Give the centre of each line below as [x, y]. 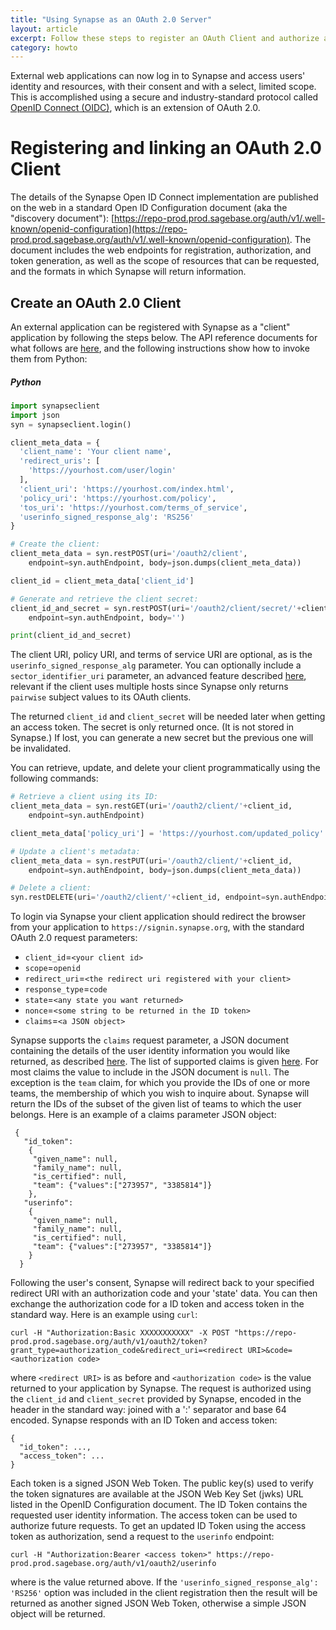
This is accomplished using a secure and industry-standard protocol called [164, 97]
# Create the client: [55, 544]
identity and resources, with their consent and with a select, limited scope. [163, 87]
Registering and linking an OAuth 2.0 [166, 148]
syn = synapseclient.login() [71, 424]
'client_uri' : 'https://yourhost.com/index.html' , [127, 489]
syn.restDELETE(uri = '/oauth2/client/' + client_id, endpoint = [138, 897]
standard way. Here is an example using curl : [104, 1315]
